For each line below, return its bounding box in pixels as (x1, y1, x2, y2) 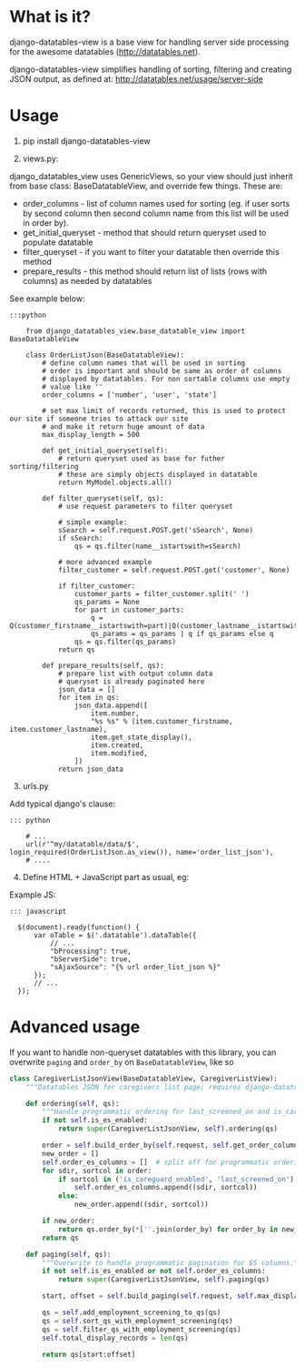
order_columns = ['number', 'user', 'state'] (42, 390, 218, 400)
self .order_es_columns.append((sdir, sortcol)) (74, 1183, 258, 1192)
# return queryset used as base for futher (57, 453, 225, 463)
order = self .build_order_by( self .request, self (42, 1140, 230, 1150)
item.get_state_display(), (90, 733, 193, 742)
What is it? (9, 6, 92, 27)
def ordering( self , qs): (25, 1099, 120, 1108)
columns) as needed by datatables (22, 275, 152, 286)
